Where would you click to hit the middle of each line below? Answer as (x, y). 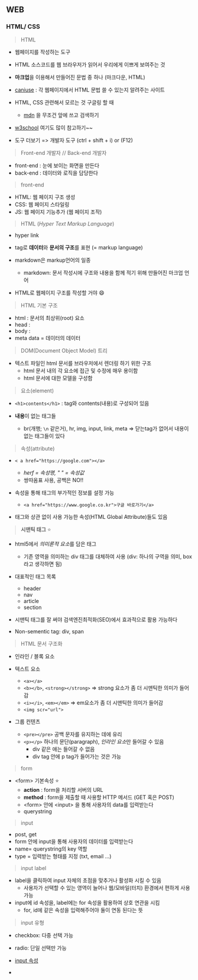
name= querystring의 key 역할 (51, 849)
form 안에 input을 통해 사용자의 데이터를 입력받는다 (74, 841)
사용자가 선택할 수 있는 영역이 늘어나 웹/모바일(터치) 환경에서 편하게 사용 (107, 887)
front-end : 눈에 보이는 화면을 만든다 (57, 165)
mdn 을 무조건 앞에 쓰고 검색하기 (61, 115)
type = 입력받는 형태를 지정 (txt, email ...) (63, 856)
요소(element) (37, 391)
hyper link (27, 235)
